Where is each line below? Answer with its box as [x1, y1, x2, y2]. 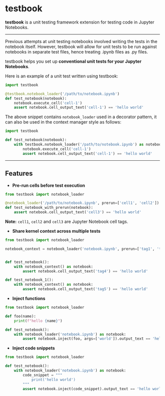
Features [5, 170, 33, 178]
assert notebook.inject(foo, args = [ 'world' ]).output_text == [23, 336, 151, 341]
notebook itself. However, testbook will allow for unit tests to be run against [5, 44, 157, 49]
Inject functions [12, 296, 46, 301]
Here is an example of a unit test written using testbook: [5, 73, 118, 79]
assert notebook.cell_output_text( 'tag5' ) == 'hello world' [23, 287, 148, 292]
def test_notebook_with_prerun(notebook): [5, 205, 93, 210]
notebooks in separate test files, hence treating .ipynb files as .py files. [5, 49, 148, 54]
